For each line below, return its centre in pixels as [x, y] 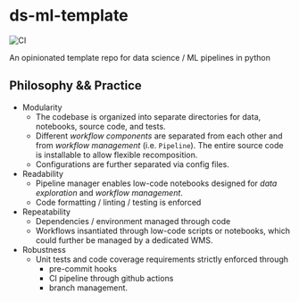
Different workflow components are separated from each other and [159, 136]
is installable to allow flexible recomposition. [116, 155]
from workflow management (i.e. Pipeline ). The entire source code [159, 145]
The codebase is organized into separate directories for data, [148, 116]
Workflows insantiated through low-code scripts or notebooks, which [162, 231]
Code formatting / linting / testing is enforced [118, 202]
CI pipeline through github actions [111, 278]
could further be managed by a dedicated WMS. [124, 240]
